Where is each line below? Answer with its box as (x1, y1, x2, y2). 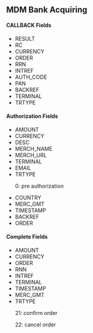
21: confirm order (14, 310, 58, 316)
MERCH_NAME (14, 145, 53, 152)
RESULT (14, 35, 35, 42)
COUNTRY (14, 194, 41, 201)
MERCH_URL (14, 151, 47, 159)
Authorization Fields (6, 112, 58, 120)
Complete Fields (6, 233, 48, 240)
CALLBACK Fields (6, 21, 52, 29)
